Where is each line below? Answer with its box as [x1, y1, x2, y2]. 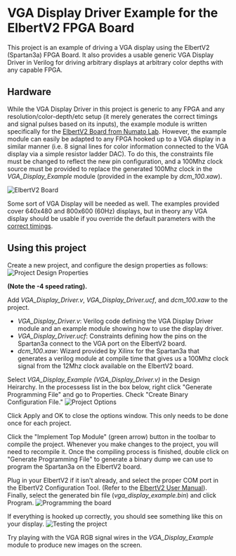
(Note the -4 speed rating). [7, 282, 88, 290]
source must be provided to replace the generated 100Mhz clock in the [7, 164, 213, 173]
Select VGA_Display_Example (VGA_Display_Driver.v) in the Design [7, 375, 200, 384]
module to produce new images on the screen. [7, 541, 143, 549]
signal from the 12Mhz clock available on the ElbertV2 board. [17, 361, 194, 370]
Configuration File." [7, 398, 63, 406]
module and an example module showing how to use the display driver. [17, 324, 223, 332]
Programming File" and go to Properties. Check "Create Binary [7, 390, 188, 398]
